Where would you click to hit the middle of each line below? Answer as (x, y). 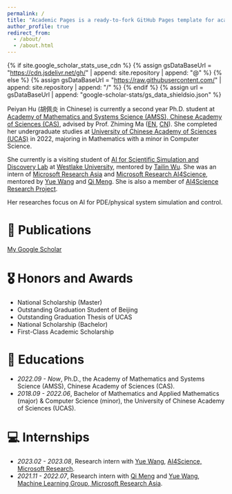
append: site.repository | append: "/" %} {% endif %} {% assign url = (105, 87)
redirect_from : (29, 33)
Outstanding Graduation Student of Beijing (77, 310)
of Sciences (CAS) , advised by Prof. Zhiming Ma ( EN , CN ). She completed (112, 124)
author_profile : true (38, 26)
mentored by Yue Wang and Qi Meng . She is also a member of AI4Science (113, 181)
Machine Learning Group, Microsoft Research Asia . (90, 483)
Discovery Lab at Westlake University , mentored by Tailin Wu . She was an (112, 167)
